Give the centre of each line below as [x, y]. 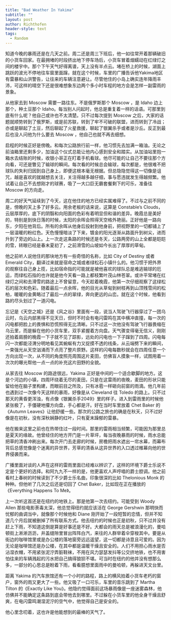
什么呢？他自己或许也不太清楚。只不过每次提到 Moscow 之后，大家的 [87, 115]
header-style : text [26, 29]
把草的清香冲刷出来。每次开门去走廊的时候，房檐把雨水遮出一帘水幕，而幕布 [85, 441]
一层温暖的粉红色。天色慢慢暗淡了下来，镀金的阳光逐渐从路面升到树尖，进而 [85, 232]
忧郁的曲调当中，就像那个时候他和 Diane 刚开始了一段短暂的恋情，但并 [79, 514]
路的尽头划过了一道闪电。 [32, 301]
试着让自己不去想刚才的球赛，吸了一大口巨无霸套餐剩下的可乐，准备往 [79, 183]
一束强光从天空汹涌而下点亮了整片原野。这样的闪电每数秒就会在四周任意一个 [85, 349]
